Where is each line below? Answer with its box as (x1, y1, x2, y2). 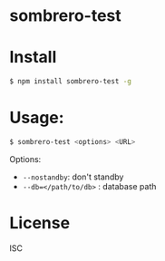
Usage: (9, 108, 65, 128)
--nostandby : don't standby (22, 171, 124, 182)
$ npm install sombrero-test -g (9, 77, 131, 86)
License (9, 213, 71, 233)
